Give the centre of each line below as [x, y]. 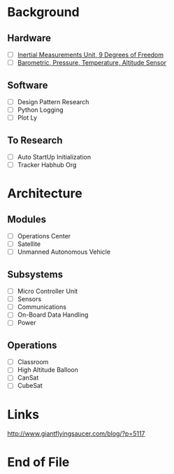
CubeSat [30, 386]
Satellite [29, 244]
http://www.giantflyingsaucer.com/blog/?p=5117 [76, 433]
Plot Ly [27, 118]
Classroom [33, 362]
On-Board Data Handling [53, 315]
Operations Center [44, 236]
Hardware [29, 38]
